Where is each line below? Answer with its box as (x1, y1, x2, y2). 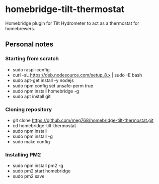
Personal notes (5, 40, 54, 49)
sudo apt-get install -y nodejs (12, 77, 74, 83)
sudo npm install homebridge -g (12, 88, 79, 94)
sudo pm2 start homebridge (12, 168, 71, 174)
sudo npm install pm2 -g (12, 162, 64, 169)
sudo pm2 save (12, 173, 45, 179)
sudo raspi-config (12, 66, 50, 72)
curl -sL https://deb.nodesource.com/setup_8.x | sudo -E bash (12, 72, 142, 78)
